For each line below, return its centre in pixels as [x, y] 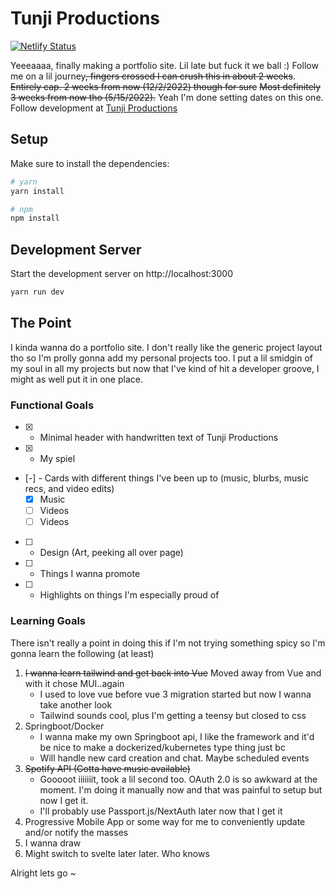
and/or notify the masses [76, 832]
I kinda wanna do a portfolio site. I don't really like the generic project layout [166, 347]
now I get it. [64, 800]
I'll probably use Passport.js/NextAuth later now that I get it [161, 811]
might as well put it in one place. [76, 379]
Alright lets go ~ [43, 873]
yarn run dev [37, 292]
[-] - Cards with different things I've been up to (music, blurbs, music [167, 478]
